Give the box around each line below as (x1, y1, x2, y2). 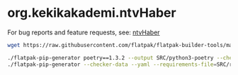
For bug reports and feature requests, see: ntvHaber (7, 28, 161, 36)
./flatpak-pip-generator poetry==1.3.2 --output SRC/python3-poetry (7, 54, 214, 61)
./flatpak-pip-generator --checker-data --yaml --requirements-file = (7, 61, 217, 68)
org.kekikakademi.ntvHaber (7, 5, 176, 21)
